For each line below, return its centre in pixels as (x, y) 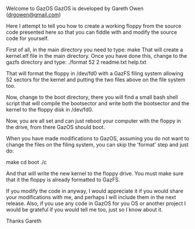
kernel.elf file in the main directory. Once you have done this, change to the (97, 56)
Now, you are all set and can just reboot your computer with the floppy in (94, 121)
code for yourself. (27, 38)
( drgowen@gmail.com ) (34, 15)
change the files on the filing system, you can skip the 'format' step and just (97, 145)
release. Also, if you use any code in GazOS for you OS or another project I (96, 203)
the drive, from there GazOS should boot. (55, 127)
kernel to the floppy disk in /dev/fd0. (50, 110)
